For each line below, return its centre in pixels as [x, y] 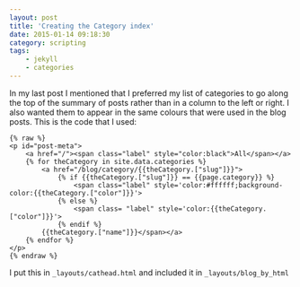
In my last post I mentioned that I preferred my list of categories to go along [149, 93]
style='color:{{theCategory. [212, 209]
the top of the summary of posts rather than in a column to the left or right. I [150, 102]
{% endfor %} [50, 240]
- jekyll [42, 59]
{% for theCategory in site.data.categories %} [116, 161]
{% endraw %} [34, 256]
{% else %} [78, 201]
